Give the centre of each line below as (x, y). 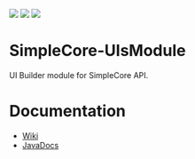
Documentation (68, 111)
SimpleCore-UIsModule (97, 51)
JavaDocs (40, 145)
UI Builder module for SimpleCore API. (79, 75)
